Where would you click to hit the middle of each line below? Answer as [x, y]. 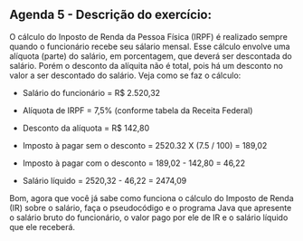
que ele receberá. [42, 227]
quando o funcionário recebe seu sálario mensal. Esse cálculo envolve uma [150, 46]
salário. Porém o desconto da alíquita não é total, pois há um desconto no [146, 65]
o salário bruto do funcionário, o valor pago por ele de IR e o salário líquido [149, 217]
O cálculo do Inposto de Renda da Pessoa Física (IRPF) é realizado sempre [148, 36]
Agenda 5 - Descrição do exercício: [111, 15]
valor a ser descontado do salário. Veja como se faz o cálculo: [125, 75]
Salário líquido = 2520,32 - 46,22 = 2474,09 [104, 180]
